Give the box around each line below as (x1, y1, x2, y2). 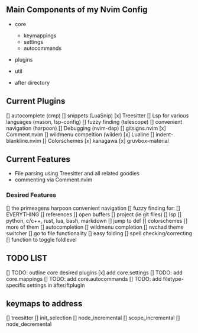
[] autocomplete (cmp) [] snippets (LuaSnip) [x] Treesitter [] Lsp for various (6, 112, 189, 119)
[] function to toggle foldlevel (6, 236, 77, 243)
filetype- (163, 275, 184, 282)
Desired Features (6, 191, 57, 199)
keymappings (23, 32, 57, 39)
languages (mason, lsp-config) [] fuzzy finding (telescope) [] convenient (6, 118, 183, 125)
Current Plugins (6, 96, 66, 106)
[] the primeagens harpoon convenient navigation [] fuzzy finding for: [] (6, 204, 180, 212)
